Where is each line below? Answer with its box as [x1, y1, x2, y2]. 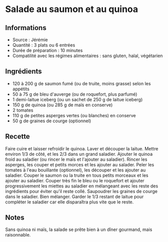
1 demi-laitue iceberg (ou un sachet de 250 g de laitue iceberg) [12, 96, 143, 102]
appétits [12, 86, 30, 92]
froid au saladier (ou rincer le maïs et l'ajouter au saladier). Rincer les [5, 156, 147, 162]
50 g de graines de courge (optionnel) [12, 118, 91, 124]
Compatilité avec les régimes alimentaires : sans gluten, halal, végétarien [12, 53, 163, 59]
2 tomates [12, 107, 34, 113]
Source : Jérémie [12, 37, 48, 43]
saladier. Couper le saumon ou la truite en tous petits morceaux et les [5, 172, 149, 178]
